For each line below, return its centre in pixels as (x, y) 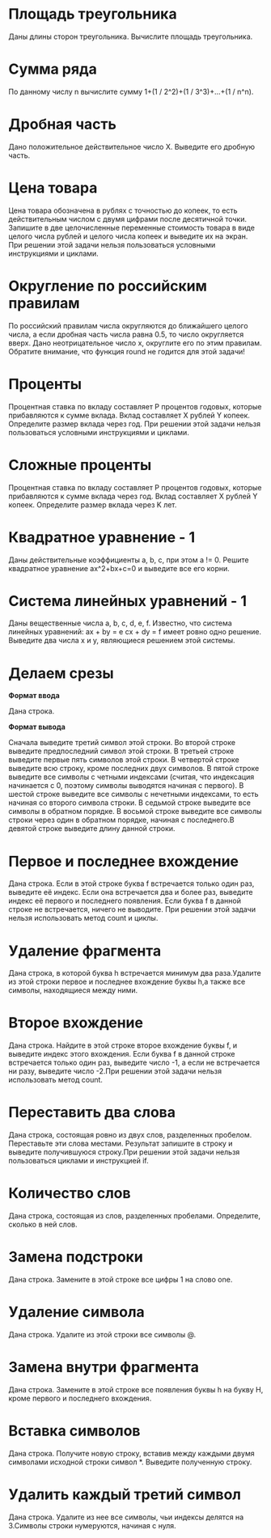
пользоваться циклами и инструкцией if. (79, 1161)
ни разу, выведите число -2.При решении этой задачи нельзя (115, 1071)
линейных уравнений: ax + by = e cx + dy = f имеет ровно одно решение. (135, 632)
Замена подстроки (76, 1257)
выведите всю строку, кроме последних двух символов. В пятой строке (134, 769)
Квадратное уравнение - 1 (102, 537)
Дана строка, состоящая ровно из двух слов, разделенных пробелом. (130, 1135)
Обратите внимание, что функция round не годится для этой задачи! (127, 351)
